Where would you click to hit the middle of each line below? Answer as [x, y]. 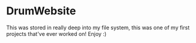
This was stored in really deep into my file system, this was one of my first [98, 27]
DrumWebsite [41, 11]
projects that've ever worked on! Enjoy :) [57, 33]
